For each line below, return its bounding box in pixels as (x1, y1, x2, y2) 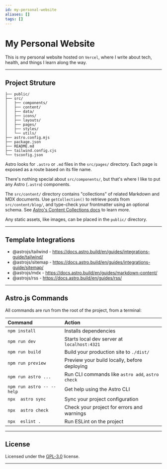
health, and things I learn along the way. (5, 60, 87, 66)
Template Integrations (5, 235, 75, 244)
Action (64, 319, 81, 326)
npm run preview (7, 360, 46, 366)
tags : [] (5, 16, 23, 21)
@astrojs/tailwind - (12, 249, 51, 255)
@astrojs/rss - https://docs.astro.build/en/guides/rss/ (12, 275, 122, 281)
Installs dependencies (64, 327, 116, 334)
